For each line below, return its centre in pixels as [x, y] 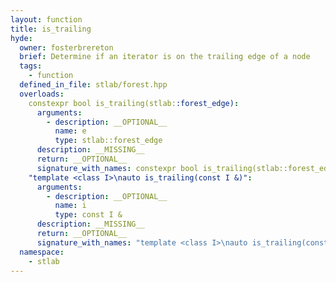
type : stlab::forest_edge [108, 141]
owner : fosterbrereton [66, 47]
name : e [70, 131]
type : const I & [88, 215]
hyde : [21, 38]
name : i [70, 206]
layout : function [46, 19]
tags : [31, 66]
